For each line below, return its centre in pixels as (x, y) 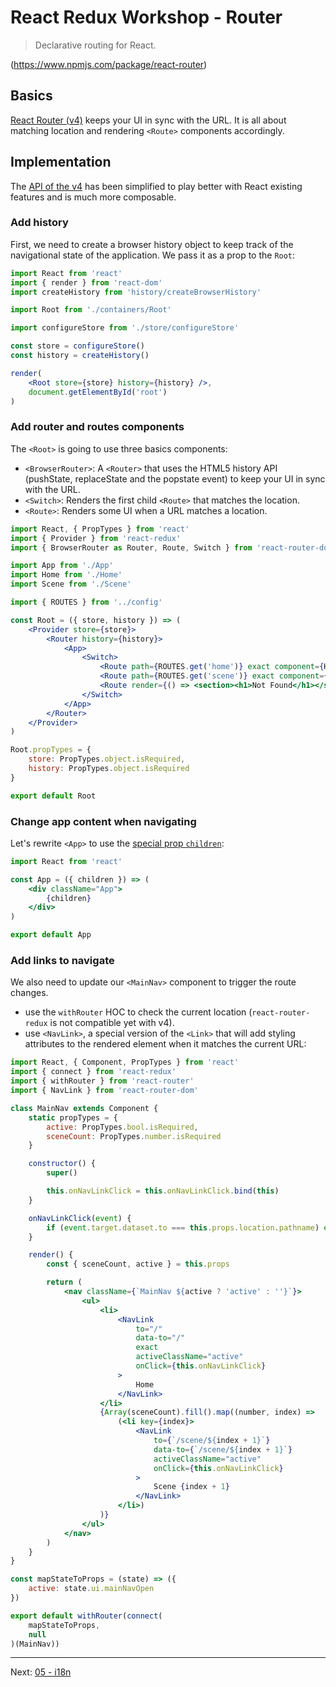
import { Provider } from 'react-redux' (96, 538)
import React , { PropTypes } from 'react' (100, 529)
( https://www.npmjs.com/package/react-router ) (109, 64)
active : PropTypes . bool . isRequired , (122, 1127)
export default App (51, 935)
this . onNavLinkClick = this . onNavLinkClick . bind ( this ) (163, 1191)
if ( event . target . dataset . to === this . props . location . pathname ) (183, 1227)
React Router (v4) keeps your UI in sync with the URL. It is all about (148, 120)
